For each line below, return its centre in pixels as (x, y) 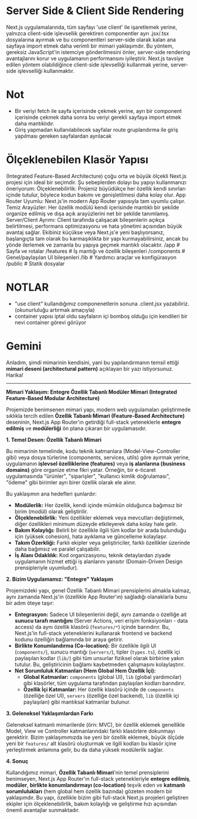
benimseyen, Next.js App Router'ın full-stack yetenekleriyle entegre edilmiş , (98, 778)
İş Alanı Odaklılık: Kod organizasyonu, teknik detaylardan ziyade (93, 555)
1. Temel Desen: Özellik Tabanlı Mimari (54, 440)
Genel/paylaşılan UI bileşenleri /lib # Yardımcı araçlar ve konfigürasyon (91, 257)
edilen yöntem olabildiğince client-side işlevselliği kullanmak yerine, (88, 64)
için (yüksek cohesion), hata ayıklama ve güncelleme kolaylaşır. (91, 536)
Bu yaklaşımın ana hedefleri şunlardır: (51, 494)
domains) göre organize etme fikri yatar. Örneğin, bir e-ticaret (81, 470)
